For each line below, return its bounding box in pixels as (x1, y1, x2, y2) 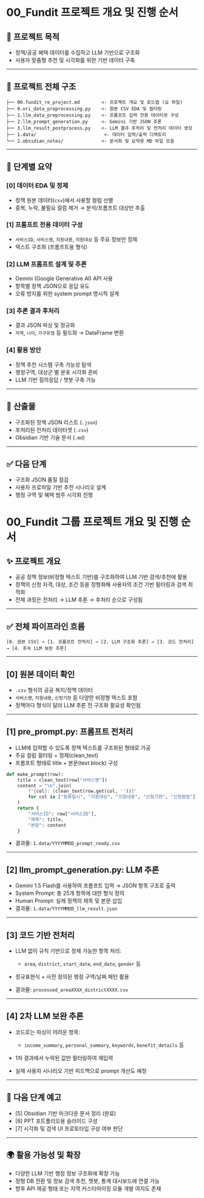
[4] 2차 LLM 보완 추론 (6, 1011, 84, 1021)
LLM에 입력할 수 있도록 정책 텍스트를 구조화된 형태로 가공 (15, 744, 151, 751)
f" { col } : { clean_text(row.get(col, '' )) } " (28, 788, 137, 795)
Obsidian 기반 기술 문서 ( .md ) (15, 434, 85, 441)
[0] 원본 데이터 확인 (6, 669, 75, 679)
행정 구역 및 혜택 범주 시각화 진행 (15, 491, 93, 499)
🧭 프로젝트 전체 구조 (6, 81, 76, 92)
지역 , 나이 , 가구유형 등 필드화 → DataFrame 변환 (15, 329, 124, 337)
